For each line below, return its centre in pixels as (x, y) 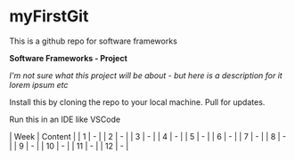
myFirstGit (49, 16)
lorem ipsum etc (39, 84)
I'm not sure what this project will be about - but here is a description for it (146, 75)
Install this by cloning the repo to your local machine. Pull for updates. (137, 102)
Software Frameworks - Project (68, 58)
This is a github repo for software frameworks (94, 41)
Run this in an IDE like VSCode (65, 119)
